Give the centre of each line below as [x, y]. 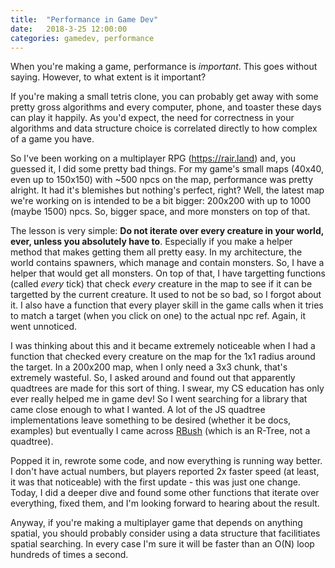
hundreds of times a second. [69, 555]
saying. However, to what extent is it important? [108, 77]
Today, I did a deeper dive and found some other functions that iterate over [165, 493]
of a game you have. [52, 139]
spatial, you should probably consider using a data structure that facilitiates [165, 533]
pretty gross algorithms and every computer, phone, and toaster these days [166, 107]
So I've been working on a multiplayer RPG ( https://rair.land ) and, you [153, 158]
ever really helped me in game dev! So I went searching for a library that [159, 399]
